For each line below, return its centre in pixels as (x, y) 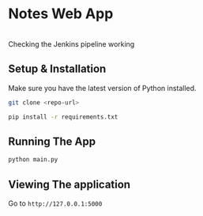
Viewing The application (70, 184)
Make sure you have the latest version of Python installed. (102, 88)
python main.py (33, 160)
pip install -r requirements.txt (63, 117)
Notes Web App (61, 14)
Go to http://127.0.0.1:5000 (55, 203)
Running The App (52, 141)
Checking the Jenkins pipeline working (71, 44)
